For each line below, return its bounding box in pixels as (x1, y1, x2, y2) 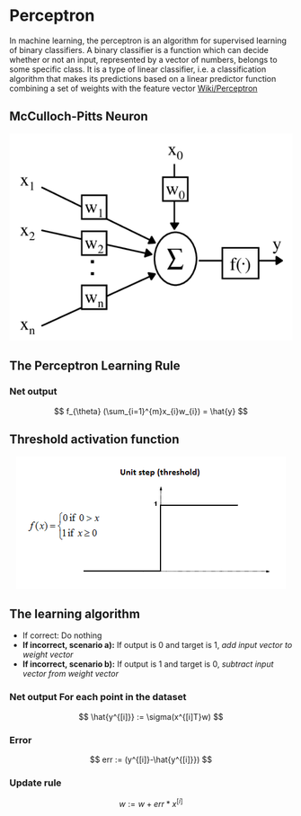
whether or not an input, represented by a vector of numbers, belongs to (9, 54, 278, 65)
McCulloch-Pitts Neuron (9, 109, 148, 124)
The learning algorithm (9, 606, 141, 621)
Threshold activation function (9, 432, 180, 448)
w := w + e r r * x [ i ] (119, 797, 183, 809)
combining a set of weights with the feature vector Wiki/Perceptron (9, 83, 258, 93)
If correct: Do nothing (22, 630, 102, 641)
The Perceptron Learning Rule (9, 359, 181, 374)
